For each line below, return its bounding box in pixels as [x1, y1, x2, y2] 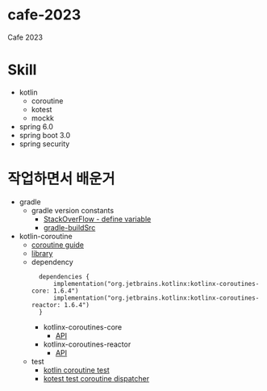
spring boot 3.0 [19, 130, 71, 140]
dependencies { [38, 272, 90, 280]
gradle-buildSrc [43, 222, 96, 232]
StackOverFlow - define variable [43, 214, 152, 224]
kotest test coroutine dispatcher [43, 373, 150, 383]
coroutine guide [31, 240, 85, 250]
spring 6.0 [19, 121, 54, 131]
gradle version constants [31, 205, 115, 215]
